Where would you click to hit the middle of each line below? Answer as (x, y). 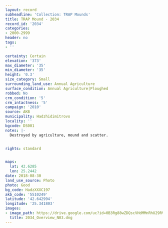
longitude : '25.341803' (30, 204)
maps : (11, 162)
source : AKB (17, 112)
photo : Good (17, 185)
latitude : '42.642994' (29, 199)
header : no (16, 38)
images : (13, 208)
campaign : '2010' (23, 107)
